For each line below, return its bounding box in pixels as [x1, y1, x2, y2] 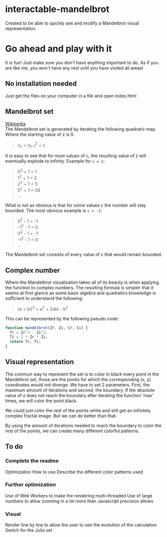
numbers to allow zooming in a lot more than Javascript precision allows [5, 498, 154, 504]
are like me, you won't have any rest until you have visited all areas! [5, 65, 144, 71]
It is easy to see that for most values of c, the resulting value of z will [5, 152, 146, 158]
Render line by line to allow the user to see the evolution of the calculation [5, 522, 157, 528]
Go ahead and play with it [5, 43, 112, 55]
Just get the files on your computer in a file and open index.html [5, 93, 137, 99]
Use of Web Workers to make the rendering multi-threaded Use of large [5, 492, 153, 498]
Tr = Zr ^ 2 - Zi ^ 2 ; [9, 330, 48, 335]
